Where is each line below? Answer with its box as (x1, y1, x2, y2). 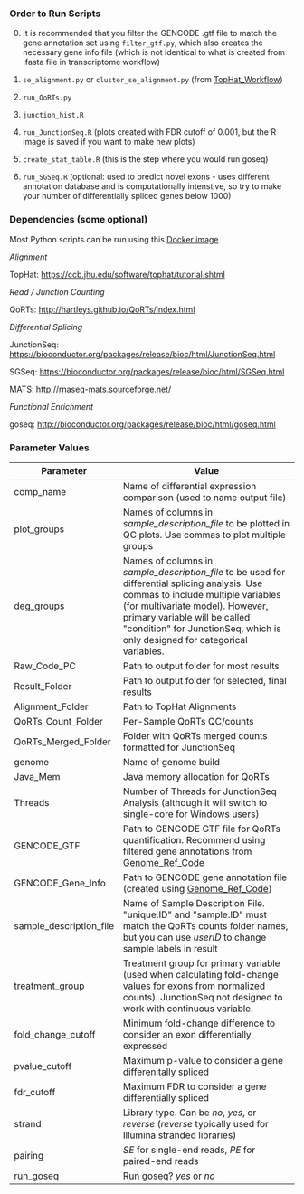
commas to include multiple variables (122, 588, 281, 601)
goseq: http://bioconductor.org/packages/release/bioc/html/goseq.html (9, 419, 276, 430)
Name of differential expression (122, 479, 257, 492)
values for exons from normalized (122, 980, 265, 992)
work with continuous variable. (122, 1002, 253, 1015)
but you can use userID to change (122, 931, 267, 943)
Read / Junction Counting (9, 286, 106, 297)
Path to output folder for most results (122, 659, 280, 672)
